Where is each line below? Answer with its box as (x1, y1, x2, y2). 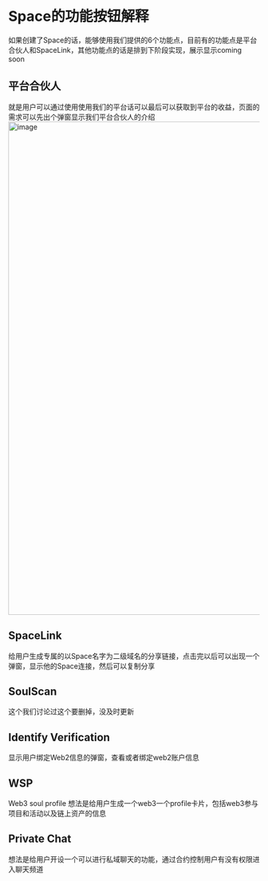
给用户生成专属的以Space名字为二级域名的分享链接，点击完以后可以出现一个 (8, 651, 260, 661)
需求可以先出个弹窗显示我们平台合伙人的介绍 (8, 112, 156, 121)
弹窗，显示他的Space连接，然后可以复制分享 (8, 661, 156, 671)
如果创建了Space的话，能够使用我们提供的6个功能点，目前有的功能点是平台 (8, 35, 258, 45)
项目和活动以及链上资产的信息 (8, 808, 106, 818)
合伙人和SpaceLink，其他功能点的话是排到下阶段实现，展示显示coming (8, 45, 242, 54)
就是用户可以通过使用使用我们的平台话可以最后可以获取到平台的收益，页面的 (8, 101, 260, 112)
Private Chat (8, 832, 72, 846)
